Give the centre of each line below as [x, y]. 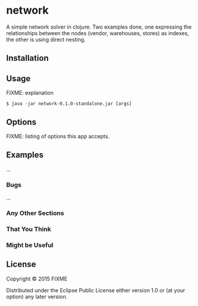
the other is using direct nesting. [46, 39]
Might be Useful [30, 245]
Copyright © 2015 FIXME [37, 279]
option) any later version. [37, 296]
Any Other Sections [35, 213]
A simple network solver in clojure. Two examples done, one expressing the [99, 27]
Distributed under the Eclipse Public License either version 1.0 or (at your [96, 290]
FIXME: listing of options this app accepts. [58, 136]
